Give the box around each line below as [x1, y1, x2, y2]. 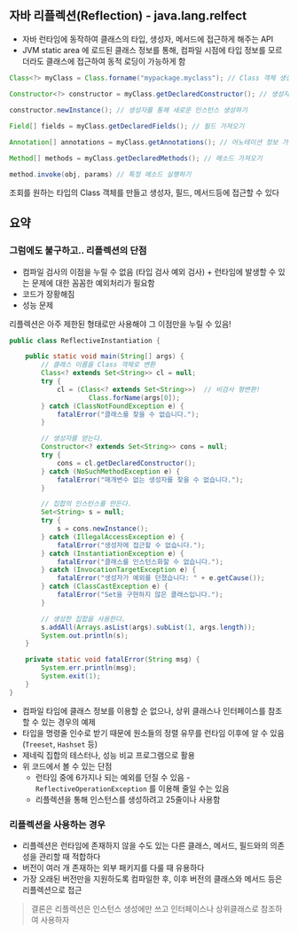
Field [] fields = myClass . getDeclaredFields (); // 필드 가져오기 [9, 122, 245, 131]
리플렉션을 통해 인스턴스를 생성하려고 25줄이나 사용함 [35, 794, 221, 804]
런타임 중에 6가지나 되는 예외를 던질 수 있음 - [35, 772, 191, 782]
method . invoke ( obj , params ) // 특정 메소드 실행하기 [9, 169, 192, 179]
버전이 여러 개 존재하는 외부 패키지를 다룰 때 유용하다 [21, 862, 205, 873]
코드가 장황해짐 [21, 288, 75, 299]
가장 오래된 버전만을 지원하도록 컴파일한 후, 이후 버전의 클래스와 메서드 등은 [21, 873, 283, 884]
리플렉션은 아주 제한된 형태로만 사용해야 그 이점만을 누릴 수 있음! [9, 318, 232, 329]
